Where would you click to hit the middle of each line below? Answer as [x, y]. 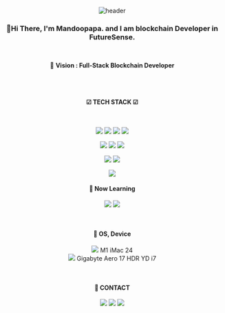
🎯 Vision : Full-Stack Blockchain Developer [112, 65]
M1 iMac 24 [116, 250]
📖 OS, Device [112, 234]
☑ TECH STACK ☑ [112, 102]
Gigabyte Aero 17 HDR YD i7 [117, 258]
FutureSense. [112, 37]
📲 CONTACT [112, 287]
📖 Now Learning [112, 189]
